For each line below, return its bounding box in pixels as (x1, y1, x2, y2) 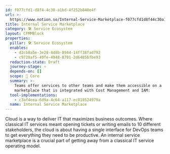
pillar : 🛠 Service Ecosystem (10, 41, 73, 46)
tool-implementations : (10, 93, 58, 98)
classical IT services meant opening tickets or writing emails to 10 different (5, 121, 161, 128)
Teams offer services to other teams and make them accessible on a (14, 83, 162, 88)
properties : (5, 36, 30, 41)
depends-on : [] (10, 69, 42, 74)
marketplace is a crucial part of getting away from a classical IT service (5, 138, 154, 144)
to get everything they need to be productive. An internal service (5, 132, 140, 138)
